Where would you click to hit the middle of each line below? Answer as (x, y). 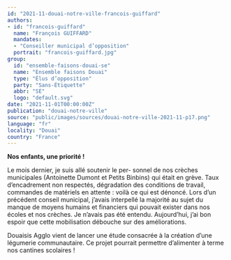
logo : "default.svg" (43, 98)
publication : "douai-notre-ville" (58, 111)
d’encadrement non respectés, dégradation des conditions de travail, (106, 185)
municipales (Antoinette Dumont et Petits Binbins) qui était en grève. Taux (113, 178)
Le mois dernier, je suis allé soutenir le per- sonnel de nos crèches (103, 170)
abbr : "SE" (29, 91)
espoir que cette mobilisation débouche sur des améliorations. (97, 222)
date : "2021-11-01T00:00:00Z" (51, 105)
